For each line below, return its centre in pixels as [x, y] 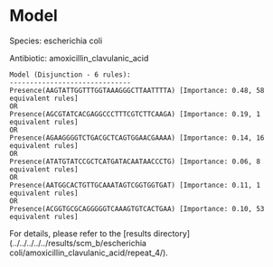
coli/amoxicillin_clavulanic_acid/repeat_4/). [89, 253]
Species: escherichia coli [56, 41]
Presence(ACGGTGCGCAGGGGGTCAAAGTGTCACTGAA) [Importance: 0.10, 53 [137, 208]
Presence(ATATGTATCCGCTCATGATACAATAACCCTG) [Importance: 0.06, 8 [135, 161]
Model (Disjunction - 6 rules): [70, 74]
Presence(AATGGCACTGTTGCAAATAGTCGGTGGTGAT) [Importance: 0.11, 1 [135, 185]
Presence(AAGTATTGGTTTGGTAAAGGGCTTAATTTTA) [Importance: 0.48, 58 [137, 90]
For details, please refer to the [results [80, 233]
